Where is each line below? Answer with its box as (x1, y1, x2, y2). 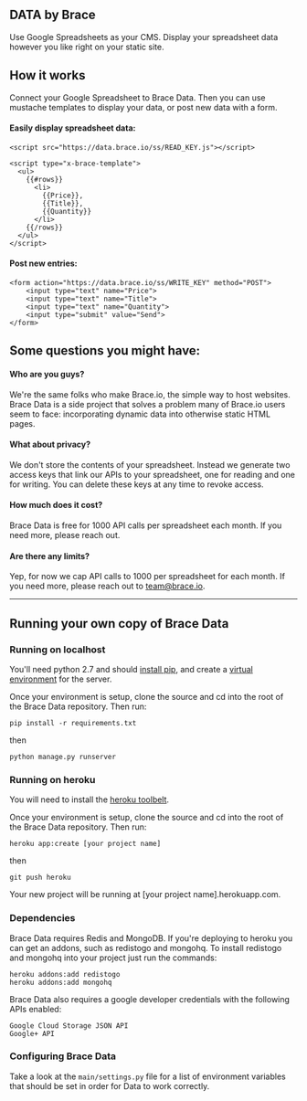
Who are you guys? (9, 369, 85, 380)
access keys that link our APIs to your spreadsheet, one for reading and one (9, 469, 295, 480)
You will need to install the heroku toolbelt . (9, 794, 170, 805)
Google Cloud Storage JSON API (9, 1021, 129, 1031)
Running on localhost (9, 643, 106, 656)
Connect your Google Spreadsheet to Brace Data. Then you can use (9, 91, 266, 103)
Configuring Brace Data (9, 1050, 117, 1063)
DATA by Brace (9, 7, 96, 23)
